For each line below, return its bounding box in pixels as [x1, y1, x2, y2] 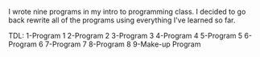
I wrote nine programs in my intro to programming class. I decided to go [8, 7, 246, 16]
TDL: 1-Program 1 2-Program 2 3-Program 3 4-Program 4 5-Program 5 [8, 31, 243, 40]
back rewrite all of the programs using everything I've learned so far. [8, 15, 236, 25]
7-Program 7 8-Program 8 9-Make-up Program [44, 39, 201, 49]
